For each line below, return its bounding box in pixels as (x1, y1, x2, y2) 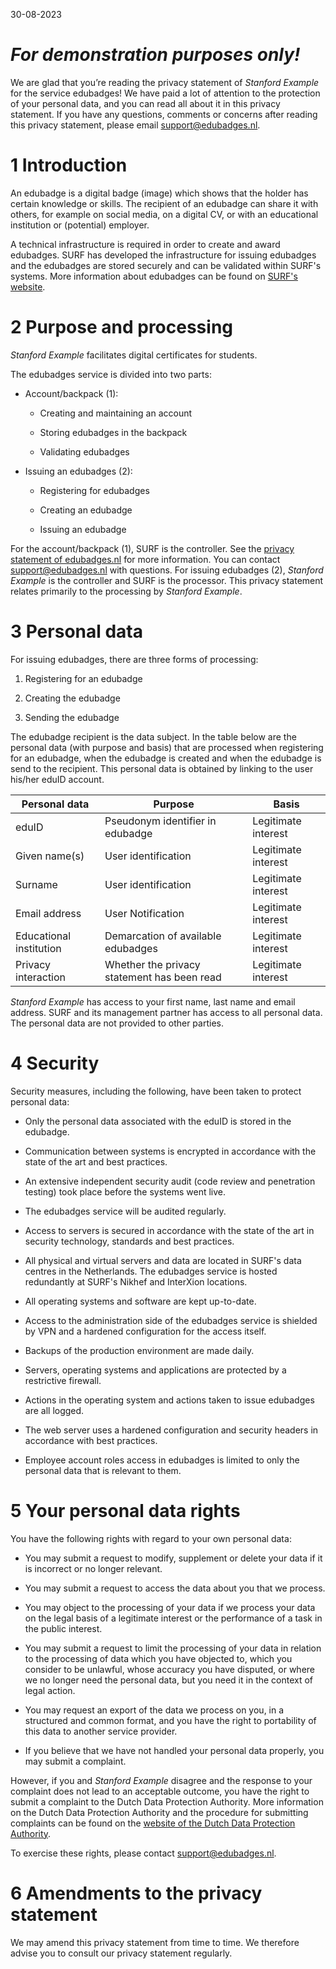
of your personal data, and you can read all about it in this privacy (10, 97, 281, 109)
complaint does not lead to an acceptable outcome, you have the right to (10, 1785, 310, 1797)
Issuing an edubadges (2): (24, 465, 133, 477)
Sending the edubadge (24, 711, 120, 723)
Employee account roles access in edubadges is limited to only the (24, 1454, 300, 1466)
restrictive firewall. (24, 1374, 102, 1386)
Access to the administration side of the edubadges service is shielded (24, 1314, 318, 1326)
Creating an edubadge (39, 504, 133, 516)
